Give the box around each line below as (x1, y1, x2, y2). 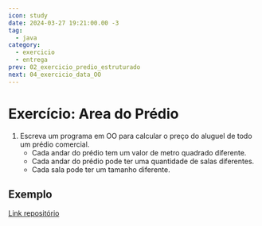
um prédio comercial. (19, 140, 90, 149)
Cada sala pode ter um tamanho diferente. (31, 164, 170, 174)
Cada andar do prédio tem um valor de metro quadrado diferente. (31, 147, 247, 157)
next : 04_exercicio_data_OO (8, 71, 102, 79)
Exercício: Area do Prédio (8, 105, 179, 123)
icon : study (8, 11, 48, 20)
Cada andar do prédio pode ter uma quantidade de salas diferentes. (31, 156, 255, 166)
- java (15, 33, 37, 42)
